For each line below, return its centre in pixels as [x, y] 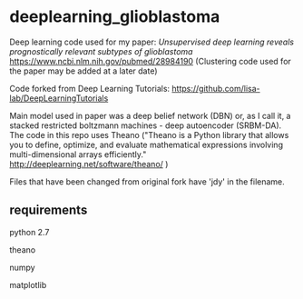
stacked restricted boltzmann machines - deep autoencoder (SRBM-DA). [146, 125]
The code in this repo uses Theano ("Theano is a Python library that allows [149, 135]
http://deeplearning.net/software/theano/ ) [89, 164]
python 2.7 [29, 232]
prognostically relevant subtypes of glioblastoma [101, 51]
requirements [49, 210]
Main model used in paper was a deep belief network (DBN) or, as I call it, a [150, 115]
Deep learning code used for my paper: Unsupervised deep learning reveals [152, 42]
